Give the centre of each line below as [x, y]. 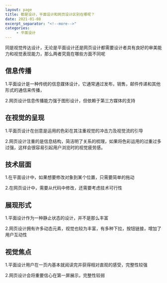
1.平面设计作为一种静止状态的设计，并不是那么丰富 [57, 218]
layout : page [19, 10]
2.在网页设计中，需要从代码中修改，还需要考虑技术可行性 [64, 188]
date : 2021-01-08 [23, 19]
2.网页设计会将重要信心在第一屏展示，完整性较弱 [55, 276]
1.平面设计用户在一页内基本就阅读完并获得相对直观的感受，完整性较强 [76, 265]
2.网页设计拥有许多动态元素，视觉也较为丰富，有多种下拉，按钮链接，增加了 [83, 228]
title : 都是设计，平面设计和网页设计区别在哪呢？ [50, 14]
